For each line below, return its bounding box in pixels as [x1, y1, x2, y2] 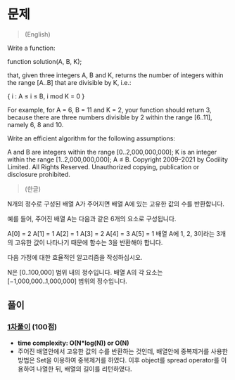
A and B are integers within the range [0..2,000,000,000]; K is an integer [7, 148, 217, 156]
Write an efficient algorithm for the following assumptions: [7, 134, 176, 143]
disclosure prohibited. [7, 170, 70, 178]
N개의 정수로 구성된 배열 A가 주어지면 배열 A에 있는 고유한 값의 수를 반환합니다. [7, 199, 225, 208]
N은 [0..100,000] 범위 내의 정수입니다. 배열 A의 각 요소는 [7, 268, 163, 276]
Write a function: [7, 44, 56, 52]
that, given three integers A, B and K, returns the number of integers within [7, 71, 224, 79]
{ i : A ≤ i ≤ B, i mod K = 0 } [7, 92, 85, 100]
